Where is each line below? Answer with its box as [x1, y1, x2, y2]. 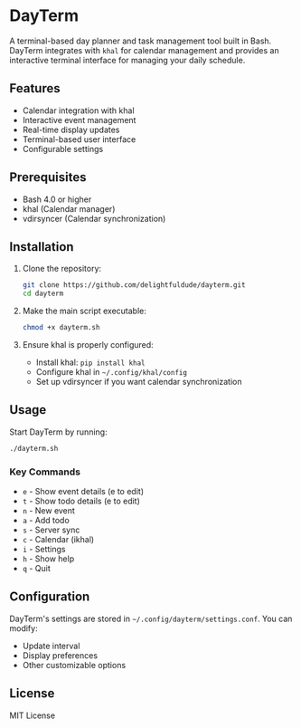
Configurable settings [22, 143, 104, 154]
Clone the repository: [22, 263, 102, 274]
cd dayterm [22, 289, 64, 299]
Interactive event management [22, 114, 136, 125]
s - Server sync [22, 524, 80, 535]
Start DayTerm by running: [9, 426, 108, 437]
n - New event [22, 504, 75, 516]
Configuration [9, 589, 90, 605]
